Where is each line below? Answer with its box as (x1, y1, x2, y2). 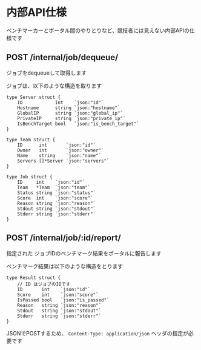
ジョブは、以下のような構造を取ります (6, 82, 102, 89)
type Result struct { (6, 274, 61, 281)
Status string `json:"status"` (17, 189, 96, 196)
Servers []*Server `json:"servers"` (17, 158, 110, 164)
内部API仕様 (6, 5, 67, 19)
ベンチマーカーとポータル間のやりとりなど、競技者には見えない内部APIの (6, 27, 189, 34)
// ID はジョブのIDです (17, 281, 71, 287)
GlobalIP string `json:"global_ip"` (17, 110, 123, 116)
